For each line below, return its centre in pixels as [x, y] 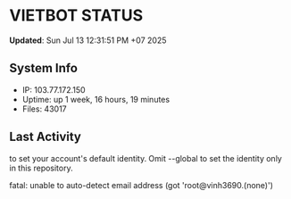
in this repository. [41, 168]
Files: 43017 [44, 109]
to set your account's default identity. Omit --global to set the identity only [146, 158]
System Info [44, 68]
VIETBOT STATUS [76, 16]
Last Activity [46, 137]
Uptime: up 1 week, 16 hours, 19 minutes [96, 99]
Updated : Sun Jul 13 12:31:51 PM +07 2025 [88, 40]
